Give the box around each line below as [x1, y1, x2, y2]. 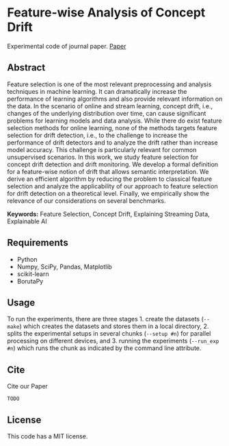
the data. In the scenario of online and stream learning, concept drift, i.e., [7, 101, 213, 110]
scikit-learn [16, 269, 49, 278]
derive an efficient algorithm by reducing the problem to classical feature [7, 175, 213, 183]
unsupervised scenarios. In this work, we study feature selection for [7, 153, 199, 161]
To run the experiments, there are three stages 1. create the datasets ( [7, 315, 204, 323]
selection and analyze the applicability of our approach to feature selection [7, 182, 218, 190]
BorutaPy [16, 277, 44, 285]
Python [16, 255, 38, 263]
